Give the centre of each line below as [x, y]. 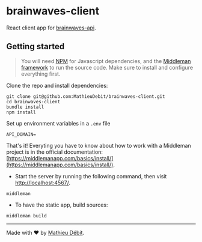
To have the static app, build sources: [61, 205]
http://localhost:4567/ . [43, 183]
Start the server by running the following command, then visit [91, 176]
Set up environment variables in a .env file [58, 123]
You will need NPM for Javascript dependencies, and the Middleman [106, 61]
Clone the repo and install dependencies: [57, 85]
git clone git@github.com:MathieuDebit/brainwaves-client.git [86, 96]
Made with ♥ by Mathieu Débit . [45, 232]
